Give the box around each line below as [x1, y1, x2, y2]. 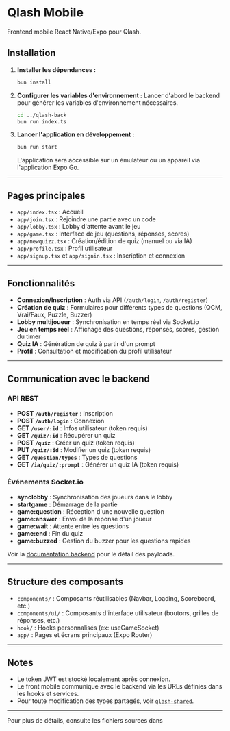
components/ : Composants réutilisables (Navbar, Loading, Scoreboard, [16, 594, 216, 602]
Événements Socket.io [7, 478, 84, 487]
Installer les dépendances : [16, 65, 96, 73]
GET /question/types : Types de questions [16, 453, 138, 461]
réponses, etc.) [16, 616, 60, 624]
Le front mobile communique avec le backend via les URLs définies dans [16, 682, 222, 691]
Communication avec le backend [7, 373, 151, 385]
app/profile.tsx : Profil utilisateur [16, 245, 113, 253]
